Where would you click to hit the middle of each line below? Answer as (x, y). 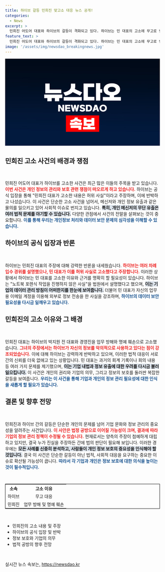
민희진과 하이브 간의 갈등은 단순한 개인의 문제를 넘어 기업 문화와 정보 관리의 (77, 424)
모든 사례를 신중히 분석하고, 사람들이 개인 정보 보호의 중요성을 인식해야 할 (87, 449)
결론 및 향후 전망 (28, 402)
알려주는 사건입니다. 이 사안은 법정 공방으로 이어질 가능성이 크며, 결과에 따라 (86, 430)
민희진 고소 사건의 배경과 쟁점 (47, 161)
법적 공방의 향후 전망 (32, 544)
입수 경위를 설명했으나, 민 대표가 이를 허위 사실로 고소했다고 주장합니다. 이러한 (79, 271)
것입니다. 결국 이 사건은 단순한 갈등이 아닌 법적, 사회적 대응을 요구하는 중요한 (79, 454)
